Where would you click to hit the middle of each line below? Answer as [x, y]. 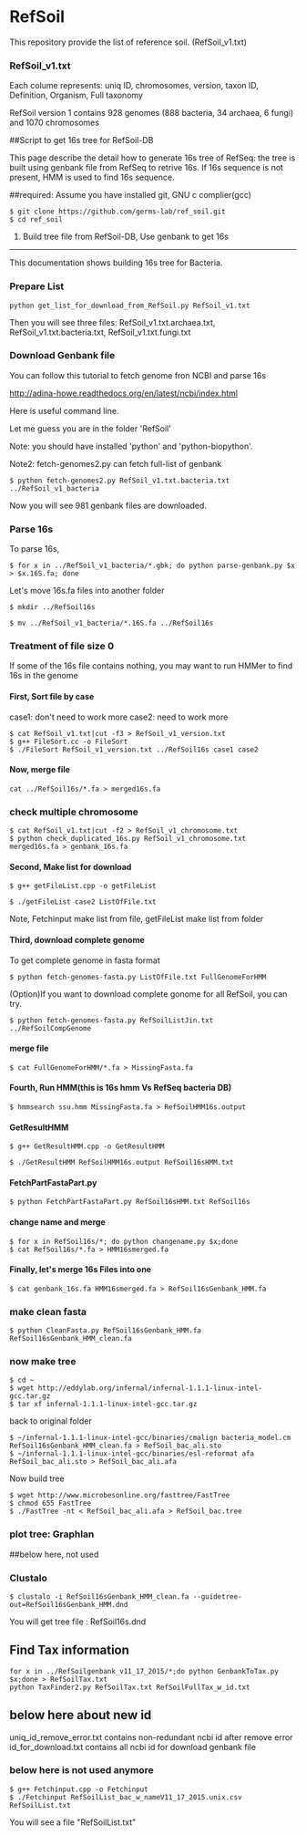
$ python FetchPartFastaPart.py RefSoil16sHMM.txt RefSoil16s [130, 1202]
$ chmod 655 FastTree [51, 1503]
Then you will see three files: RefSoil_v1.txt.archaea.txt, [112, 322]
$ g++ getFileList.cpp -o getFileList [83, 886]
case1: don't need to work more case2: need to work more [119, 717]
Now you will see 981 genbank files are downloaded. [108, 505]
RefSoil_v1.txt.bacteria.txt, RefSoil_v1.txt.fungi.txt [100, 332]
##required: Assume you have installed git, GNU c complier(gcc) [131, 195]
